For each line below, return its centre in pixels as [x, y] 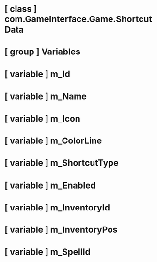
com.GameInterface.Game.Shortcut [78, 19]
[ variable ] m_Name [46, 96]
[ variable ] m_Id [38, 74]
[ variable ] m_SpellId [47, 252]
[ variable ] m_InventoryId [57, 207]
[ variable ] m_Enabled [50, 185]
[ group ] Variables [43, 52]
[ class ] [21, 9]
